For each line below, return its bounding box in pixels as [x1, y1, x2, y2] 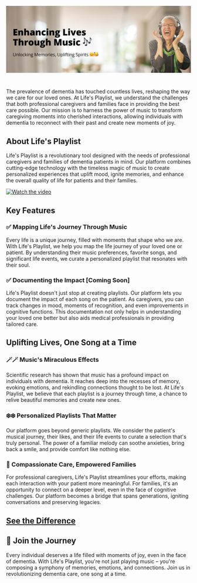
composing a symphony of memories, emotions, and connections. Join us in [6, 564, 191, 571]
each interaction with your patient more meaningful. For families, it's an [6, 480, 178, 487]
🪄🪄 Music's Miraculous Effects [6, 356, 99, 364]
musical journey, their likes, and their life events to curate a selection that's [6, 433, 186, 441]
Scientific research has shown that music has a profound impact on [6, 371, 169, 378]
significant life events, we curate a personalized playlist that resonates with [6, 255, 188, 262]
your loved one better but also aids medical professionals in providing [6, 315, 175, 322]
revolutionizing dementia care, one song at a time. [6, 570, 127, 577]
